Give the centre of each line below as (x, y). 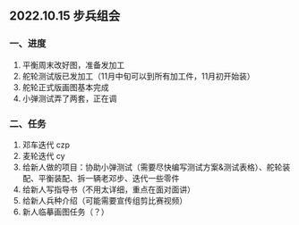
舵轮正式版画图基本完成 (65, 87)
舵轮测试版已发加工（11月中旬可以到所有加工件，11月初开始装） (138, 76)
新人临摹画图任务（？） (65, 212)
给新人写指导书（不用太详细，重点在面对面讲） (108, 189)
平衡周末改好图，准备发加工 (73, 64)
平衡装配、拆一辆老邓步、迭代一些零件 (109, 178)
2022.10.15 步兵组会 (65, 16)
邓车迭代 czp (46, 145)
